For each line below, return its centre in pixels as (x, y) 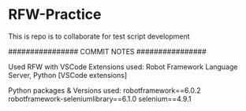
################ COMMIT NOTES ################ (107, 51)
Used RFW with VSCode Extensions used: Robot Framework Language (123, 67)
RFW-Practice (55, 15)
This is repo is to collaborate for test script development (99, 36)
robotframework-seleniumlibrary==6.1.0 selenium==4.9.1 (100, 98)
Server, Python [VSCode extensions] (68, 75)
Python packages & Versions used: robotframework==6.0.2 (104, 90)
